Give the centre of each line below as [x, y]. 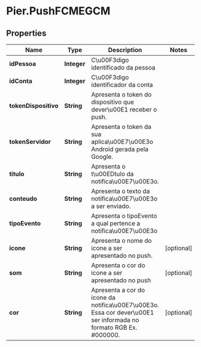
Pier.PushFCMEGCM [58, 11]
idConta [21, 81]
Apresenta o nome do [121, 241]
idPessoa [23, 64]
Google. [102, 157]
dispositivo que [113, 102]
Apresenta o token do [121, 94]
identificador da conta [122, 85]
